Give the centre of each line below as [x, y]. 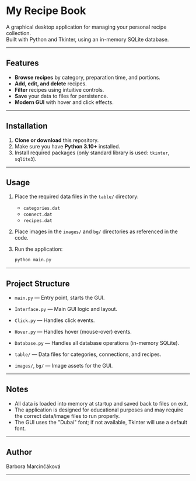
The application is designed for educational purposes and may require [99, 410]
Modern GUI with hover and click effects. [64, 102]
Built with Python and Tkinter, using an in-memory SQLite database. [87, 39]
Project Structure [38, 284]
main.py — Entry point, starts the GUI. [60, 298]
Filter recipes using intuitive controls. [59, 89]
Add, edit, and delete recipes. [51, 84]
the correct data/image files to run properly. [67, 416]
